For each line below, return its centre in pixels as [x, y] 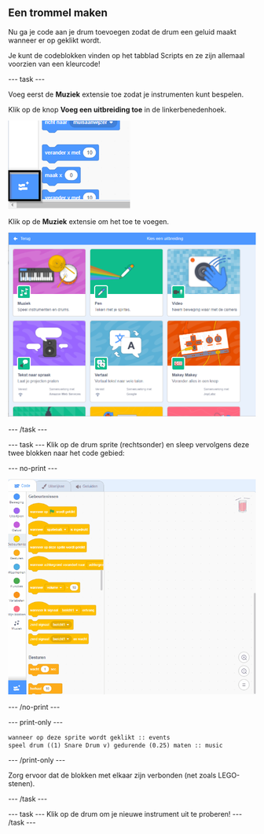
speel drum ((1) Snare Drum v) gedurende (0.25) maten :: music [115, 746]
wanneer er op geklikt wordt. [55, 40]
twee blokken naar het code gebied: [66, 453]
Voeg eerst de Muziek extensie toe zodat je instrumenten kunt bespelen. [126, 94]
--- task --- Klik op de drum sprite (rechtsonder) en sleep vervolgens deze [129, 445]
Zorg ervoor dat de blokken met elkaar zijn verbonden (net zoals [112, 775]
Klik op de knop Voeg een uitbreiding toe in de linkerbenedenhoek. [117, 109]
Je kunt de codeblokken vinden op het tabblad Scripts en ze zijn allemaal [126, 55]
